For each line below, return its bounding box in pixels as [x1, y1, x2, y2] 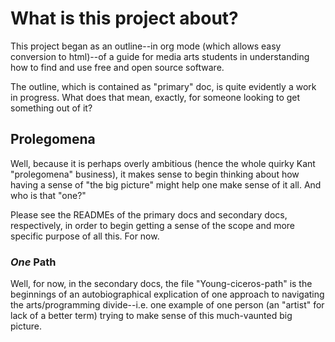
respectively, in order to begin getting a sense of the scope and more [10, 219, 296, 231]
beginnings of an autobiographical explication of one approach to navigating [10, 288, 325, 301]
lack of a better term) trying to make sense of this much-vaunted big [10, 310, 293, 322]
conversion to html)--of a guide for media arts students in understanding [10, 50, 310, 62]
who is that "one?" [10, 189, 87, 201]
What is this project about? [10, 7, 239, 30]
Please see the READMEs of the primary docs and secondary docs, [10, 208, 288, 221]
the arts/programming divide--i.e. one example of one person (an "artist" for [10, 299, 325, 311]
